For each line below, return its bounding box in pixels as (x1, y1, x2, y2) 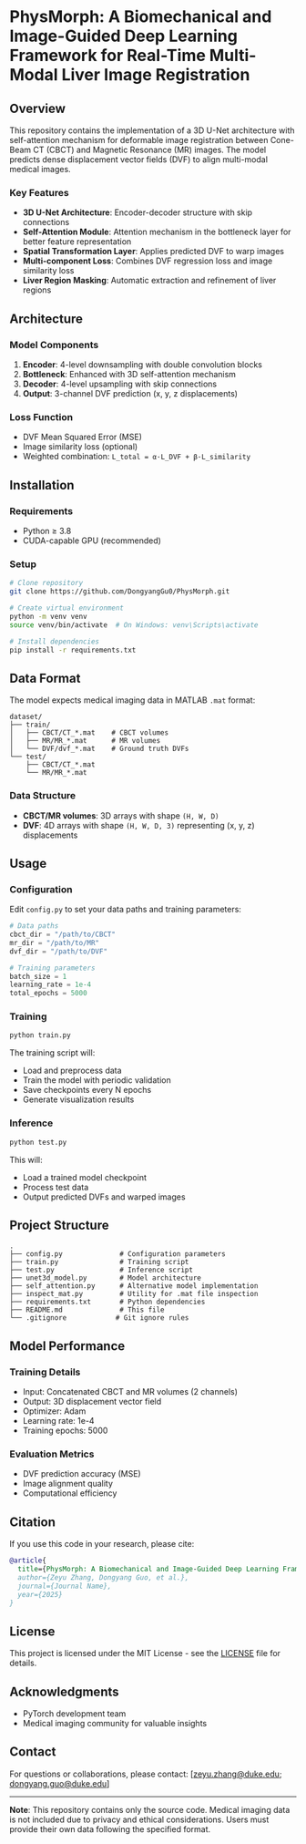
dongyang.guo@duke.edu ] (9, 1777, 110, 1788)
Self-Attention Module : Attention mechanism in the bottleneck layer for (22, 226, 291, 238)
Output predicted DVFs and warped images (22, 1191, 186, 1202)
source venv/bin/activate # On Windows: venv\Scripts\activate (9, 620, 259, 630)
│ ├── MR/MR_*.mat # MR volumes (9, 737, 161, 746)
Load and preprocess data (22, 1065, 122, 1077)
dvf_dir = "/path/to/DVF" (9, 946, 107, 956)
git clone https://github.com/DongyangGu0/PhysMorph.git (9, 587, 230, 596)
